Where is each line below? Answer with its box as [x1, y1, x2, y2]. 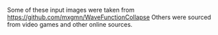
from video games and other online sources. [7, 21, 133, 28]
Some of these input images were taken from [7, 6, 135, 14]
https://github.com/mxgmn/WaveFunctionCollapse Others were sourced [7, 13, 212, 21]
